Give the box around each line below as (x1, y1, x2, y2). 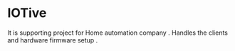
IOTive (7, 5, 47, 21)
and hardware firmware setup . (7, 35, 98, 44)
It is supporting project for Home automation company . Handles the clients (7, 28, 229, 37)
